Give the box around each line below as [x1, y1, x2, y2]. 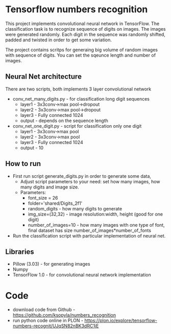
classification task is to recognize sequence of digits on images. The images [5, 26, 166, 32]
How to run [5, 159, 41, 168]
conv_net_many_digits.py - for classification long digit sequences [12, 96, 150, 102]
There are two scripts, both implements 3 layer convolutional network [5, 86, 152, 92]
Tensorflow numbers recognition [5, 4, 148, 15]
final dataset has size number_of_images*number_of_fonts [28, 227, 152, 233]
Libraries [5, 247, 34, 256]
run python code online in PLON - [12, 318, 83, 324]
